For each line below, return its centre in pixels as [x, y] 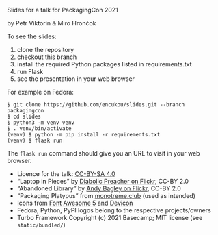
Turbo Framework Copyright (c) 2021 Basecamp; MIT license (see [110, 218]
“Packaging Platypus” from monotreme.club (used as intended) [106, 196]
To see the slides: [32, 36]
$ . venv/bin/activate [39, 129]
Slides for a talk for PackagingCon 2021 [63, 10]
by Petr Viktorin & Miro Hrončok [52, 23]
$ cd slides [24, 116]
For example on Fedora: [40, 92]
